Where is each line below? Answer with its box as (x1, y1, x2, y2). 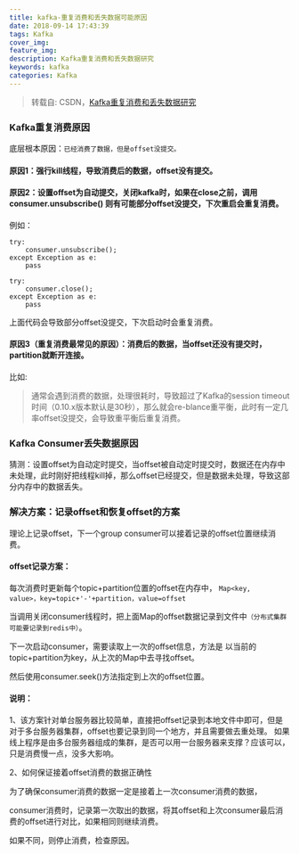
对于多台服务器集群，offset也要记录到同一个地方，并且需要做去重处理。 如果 (9, 726, 290, 736)
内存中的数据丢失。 (16, 481, 87, 492)
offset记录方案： (9, 561, 71, 571)
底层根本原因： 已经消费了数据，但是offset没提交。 (9, 144, 181, 154)
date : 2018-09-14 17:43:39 (9, 21, 109, 30)
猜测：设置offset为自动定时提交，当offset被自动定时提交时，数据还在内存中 (9, 459, 287, 470)
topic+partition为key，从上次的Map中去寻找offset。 (9, 652, 199, 662)
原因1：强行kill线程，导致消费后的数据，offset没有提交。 (9, 165, 218, 176)
